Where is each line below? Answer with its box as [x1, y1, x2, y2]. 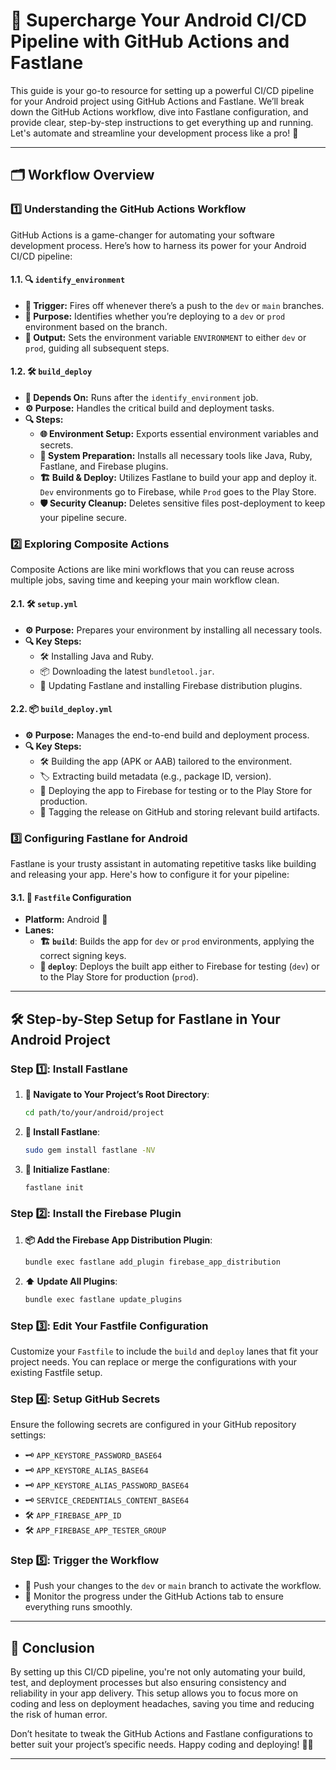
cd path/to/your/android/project [24, 1107, 165, 1118]
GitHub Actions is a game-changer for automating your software [10, 229, 275, 241]
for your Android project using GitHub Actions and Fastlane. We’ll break [10, 95, 305, 107]
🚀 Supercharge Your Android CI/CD [10, 9, 307, 32]
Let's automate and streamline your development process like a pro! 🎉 [10, 127, 299, 139]
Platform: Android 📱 [24, 914, 108, 926]
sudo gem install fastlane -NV [24, 1145, 156, 1155]
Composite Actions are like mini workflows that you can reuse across [10, 564, 295, 576]
